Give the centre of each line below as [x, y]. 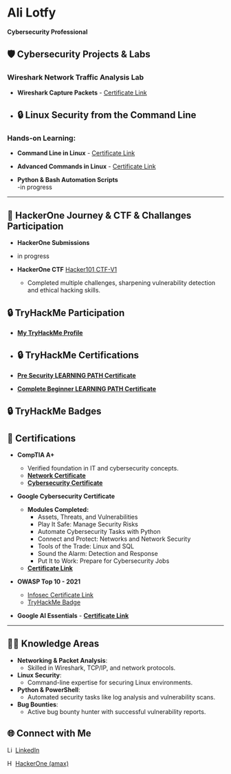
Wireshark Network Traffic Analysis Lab [76, 77]
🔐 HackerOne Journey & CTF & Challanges [99, 215]
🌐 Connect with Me [49, 734]
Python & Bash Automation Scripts [67, 180]
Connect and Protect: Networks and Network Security [114, 539]
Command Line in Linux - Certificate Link [76, 153]
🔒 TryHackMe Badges [54, 411]
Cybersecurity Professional [47, 32]
